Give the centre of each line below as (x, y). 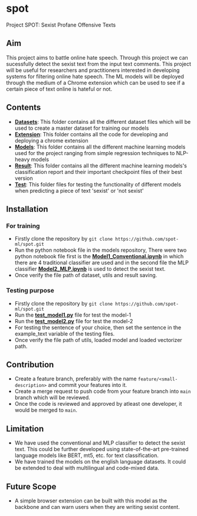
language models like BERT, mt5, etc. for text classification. (87, 455)
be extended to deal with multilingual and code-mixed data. (87, 468)
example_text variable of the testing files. (65, 333)
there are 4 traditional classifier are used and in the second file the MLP (101, 263)
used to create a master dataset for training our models (82, 128)
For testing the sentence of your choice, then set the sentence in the (98, 327)
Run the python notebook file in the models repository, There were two (101, 250)
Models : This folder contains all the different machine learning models (100, 147)
